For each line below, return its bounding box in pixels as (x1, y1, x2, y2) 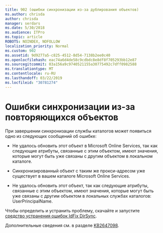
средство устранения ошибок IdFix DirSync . (5, 213, 97, 219)
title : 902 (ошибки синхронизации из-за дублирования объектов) (5, 7, 139, 12)
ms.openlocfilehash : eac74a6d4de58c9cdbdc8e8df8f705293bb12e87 (5, 57, 137, 62)
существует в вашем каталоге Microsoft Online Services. (12, 173, 131, 179)
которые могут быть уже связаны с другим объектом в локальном (12, 153, 153, 159)
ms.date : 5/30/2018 (5, 26, 45, 30)
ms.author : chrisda (5, 12, 45, 17)
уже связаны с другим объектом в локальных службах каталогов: (12, 193, 152, 199)
